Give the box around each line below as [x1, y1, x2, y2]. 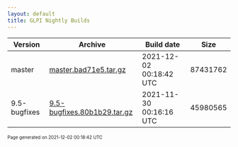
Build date [144, 40, 181, 49]
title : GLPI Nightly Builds [7, 17, 91, 24]
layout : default [7, 10, 55, 18]
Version [13, 40, 40, 49]
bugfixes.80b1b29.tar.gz [49, 107, 133, 117]
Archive [78, 40, 106, 49]
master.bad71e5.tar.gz [49, 64, 126, 74]
